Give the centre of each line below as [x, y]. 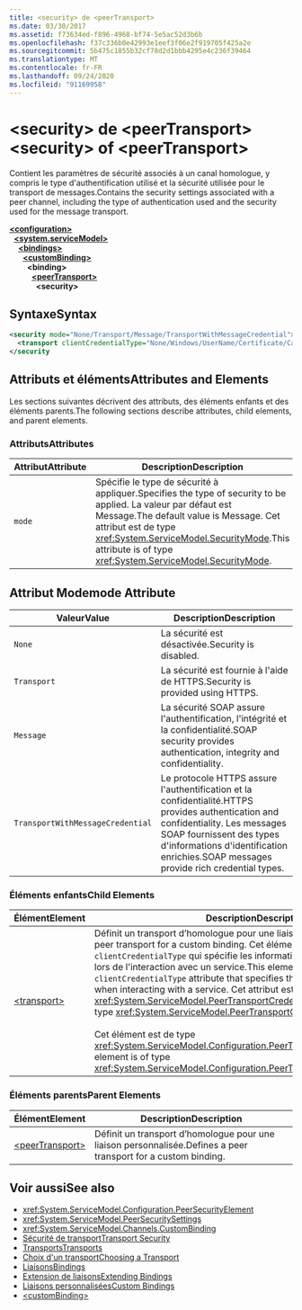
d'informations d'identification [224, 845]
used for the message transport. [69, 211]
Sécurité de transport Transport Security [96, 1238]
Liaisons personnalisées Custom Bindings [98, 1286]
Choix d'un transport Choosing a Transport [101, 1257]
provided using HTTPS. [209, 692]
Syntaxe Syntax [53, 314]
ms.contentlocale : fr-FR [56, 68]
